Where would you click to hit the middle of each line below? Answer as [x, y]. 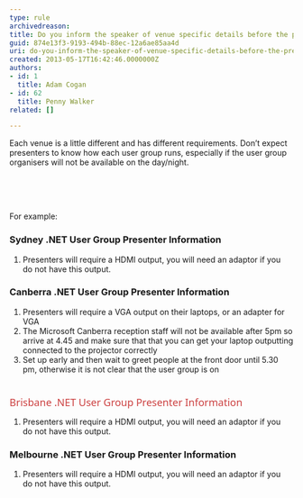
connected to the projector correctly [90, 350]
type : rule [30, 18]
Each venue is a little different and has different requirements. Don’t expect [148, 143]
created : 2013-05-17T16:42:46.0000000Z [84, 59]
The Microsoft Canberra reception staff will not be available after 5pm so [157, 330]
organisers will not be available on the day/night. [99, 162]
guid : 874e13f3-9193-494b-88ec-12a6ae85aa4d [94, 43]
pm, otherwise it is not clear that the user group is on [120, 369]
